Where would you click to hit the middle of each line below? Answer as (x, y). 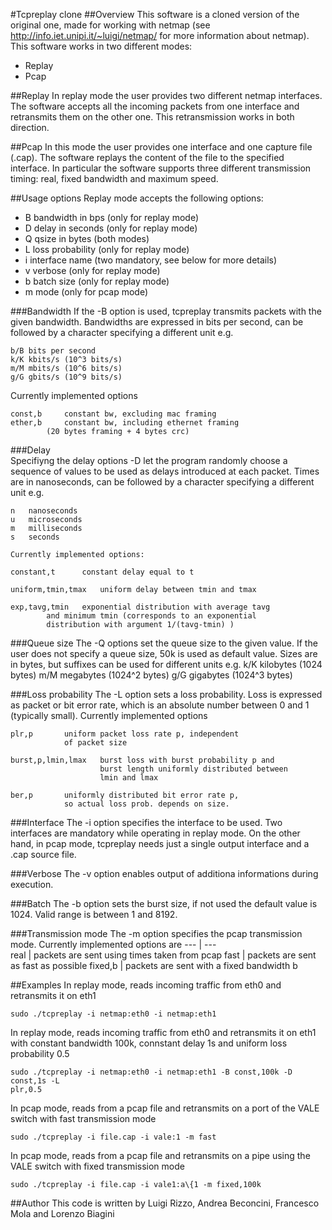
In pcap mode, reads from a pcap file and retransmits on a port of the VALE (165, 1108)
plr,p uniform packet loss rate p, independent (125, 734)
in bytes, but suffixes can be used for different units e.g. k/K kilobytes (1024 (166, 664)
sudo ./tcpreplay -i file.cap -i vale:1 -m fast (113, 1137)
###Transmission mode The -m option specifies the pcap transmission (156, 933)
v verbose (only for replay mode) (92, 270)
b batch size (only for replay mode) (97, 281)
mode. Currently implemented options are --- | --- (113, 944)
